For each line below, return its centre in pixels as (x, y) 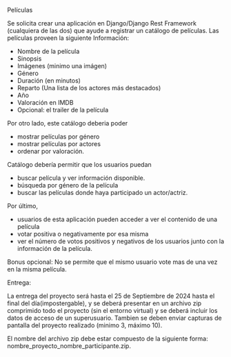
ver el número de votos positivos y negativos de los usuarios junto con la (121, 241)
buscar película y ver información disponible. (81, 178)
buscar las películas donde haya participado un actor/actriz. (102, 193)
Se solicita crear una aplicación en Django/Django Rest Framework (102, 23)
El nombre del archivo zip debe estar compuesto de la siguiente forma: (108, 338)
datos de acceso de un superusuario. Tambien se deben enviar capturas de (114, 318)
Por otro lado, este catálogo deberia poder (68, 123)
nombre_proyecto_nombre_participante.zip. (69, 346)
